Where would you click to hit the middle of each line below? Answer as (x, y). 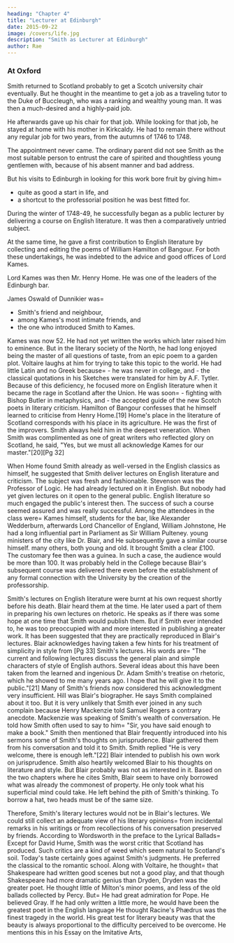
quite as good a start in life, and (63, 193)
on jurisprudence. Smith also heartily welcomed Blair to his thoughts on (110, 763)
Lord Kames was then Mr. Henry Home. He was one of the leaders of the (112, 278)
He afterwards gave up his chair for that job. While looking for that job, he (113, 122)
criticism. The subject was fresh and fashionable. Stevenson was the (106, 481)
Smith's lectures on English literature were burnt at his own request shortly (115, 599)
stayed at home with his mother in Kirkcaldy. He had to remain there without (116, 130)
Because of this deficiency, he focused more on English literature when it (112, 385)
